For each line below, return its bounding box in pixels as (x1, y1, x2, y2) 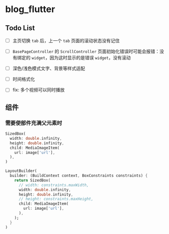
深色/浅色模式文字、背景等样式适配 (12, 66, 85, 72)
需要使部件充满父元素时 (5, 120, 62, 127)
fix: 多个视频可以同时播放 (12, 87, 65, 93)
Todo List (5, 24, 35, 32)
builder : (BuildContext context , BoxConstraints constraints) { (10, 173, 148, 178)
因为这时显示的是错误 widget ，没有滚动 (49, 54, 131, 61)
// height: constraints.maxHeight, (18, 197, 94, 202)
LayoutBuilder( (5, 168, 37, 173)
